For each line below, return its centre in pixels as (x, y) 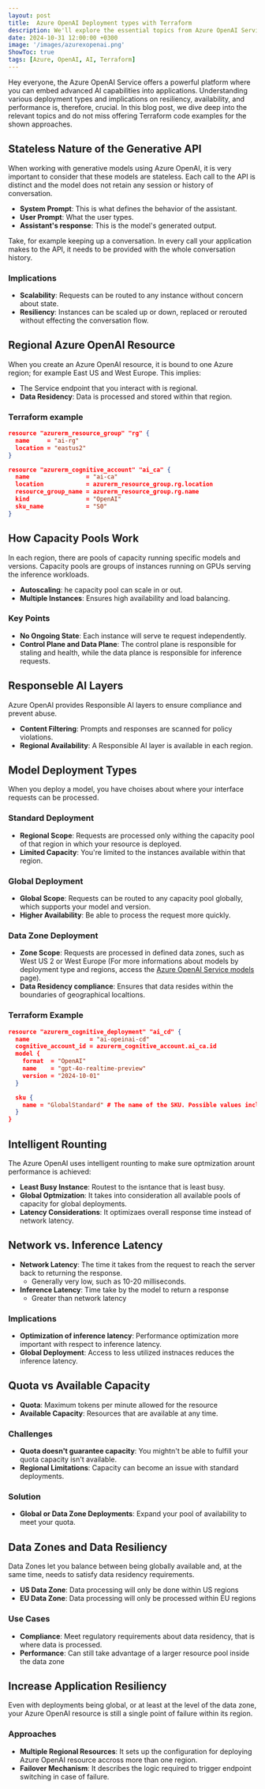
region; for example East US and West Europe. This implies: (105, 373)
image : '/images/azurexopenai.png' (67, 45)
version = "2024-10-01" (62, 1076)
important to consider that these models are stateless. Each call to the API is (132, 176)
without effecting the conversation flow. (84, 320)
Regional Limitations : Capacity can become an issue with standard (129, 1468)
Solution (25, 1497)
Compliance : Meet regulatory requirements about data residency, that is (137, 1636)
